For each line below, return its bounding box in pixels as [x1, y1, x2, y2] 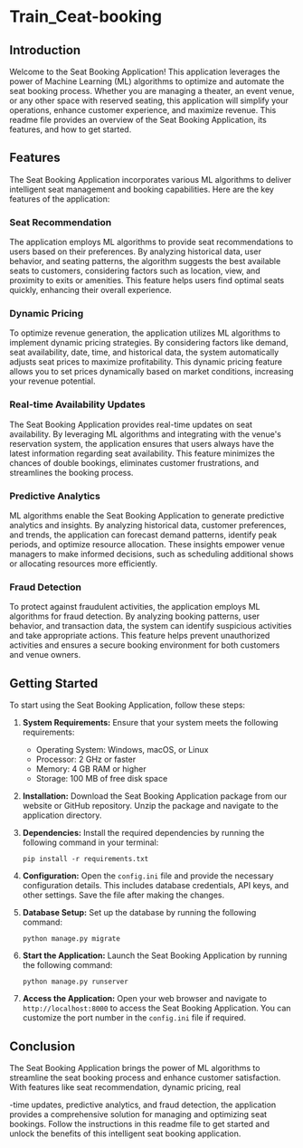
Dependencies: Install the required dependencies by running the [22, 828, 265, 839]
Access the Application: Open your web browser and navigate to [22, 993, 267, 1004]
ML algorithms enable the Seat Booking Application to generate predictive [9, 510, 285, 521]
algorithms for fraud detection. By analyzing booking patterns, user [9, 611, 260, 621]
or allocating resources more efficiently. [9, 558, 158, 569]
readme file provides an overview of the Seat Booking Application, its [9, 115, 267, 125]
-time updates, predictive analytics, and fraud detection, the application [9, 1099, 277, 1110]
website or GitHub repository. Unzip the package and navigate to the [22, 801, 279, 811]
